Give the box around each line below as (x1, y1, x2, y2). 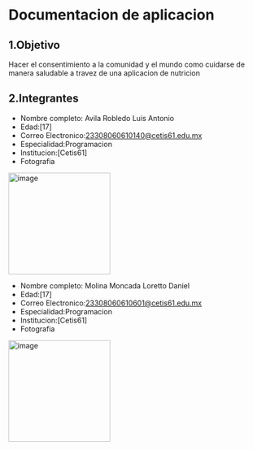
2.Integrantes (8, 92, 79, 106)
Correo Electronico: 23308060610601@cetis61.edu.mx (20, 298, 203, 308)
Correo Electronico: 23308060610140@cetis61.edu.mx (20, 130, 203, 140)
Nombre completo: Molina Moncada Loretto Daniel (20, 280, 190, 290)
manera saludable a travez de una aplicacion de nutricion (8, 68, 201, 78)
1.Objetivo (8, 38, 61, 52)
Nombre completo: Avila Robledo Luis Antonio (20, 113, 175, 123)
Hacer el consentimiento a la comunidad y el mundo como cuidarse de (8, 59, 246, 69)
